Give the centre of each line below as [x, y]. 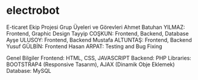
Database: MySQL [29, 70]
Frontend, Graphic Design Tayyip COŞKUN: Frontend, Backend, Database [97, 33]
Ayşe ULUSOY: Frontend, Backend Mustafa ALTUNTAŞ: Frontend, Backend [99, 40]
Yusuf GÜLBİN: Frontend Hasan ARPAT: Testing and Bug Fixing [84, 46]
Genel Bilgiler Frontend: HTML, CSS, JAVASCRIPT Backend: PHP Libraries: [99, 58]
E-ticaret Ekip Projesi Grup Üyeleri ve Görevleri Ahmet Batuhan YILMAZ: [96, 27]
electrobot [33, 11]
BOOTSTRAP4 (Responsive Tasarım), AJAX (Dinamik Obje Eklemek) [91, 64]
